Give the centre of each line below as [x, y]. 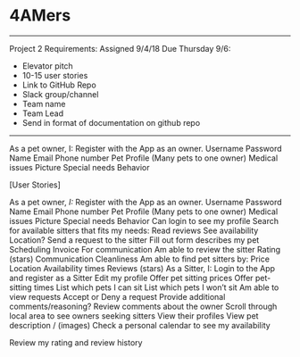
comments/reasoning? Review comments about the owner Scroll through [143, 306]
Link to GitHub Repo [59, 85]
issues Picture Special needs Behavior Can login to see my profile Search [144, 220]
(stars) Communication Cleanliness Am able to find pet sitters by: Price [140, 259]
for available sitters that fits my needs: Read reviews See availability [134, 230]
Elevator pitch [47, 66]
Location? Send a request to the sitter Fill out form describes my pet [134, 240]
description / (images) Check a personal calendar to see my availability [140, 325]
